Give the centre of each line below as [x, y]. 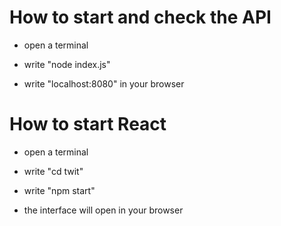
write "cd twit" [53, 171]
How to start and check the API [140, 17]
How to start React [88, 124]
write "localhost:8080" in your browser [104, 83]
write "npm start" [59, 190]
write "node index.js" [67, 64]
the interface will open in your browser [103, 210]
